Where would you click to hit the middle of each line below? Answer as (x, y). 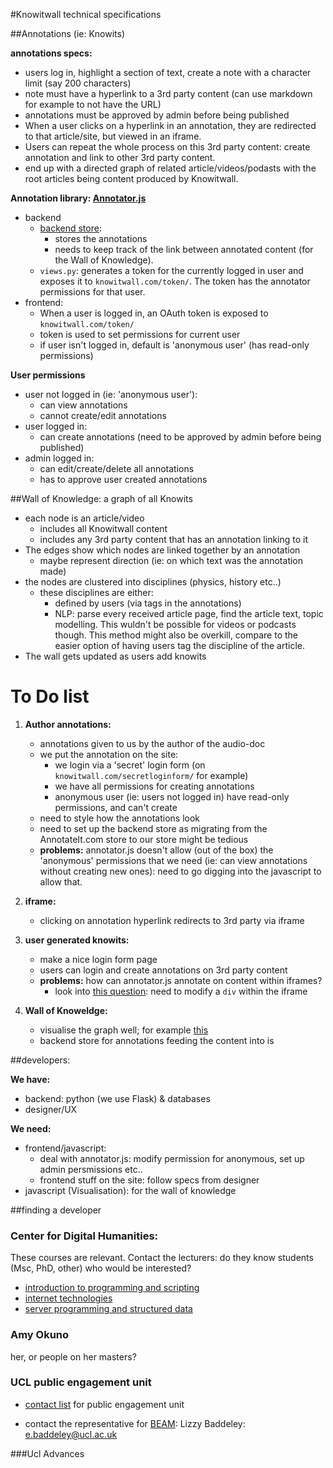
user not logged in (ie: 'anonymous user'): (111, 394)
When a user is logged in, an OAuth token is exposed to (154, 313)
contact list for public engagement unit (104, 1404)
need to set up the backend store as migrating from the (153, 828)
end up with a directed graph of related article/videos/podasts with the (170, 168)
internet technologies (68, 1298)
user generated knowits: (77, 940)
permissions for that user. (92, 292)
